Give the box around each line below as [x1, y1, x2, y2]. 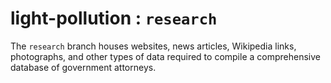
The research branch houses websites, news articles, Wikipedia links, [10, 40, 297, 52]
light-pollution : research [10, 7, 218, 30]
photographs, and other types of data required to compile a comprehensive [10, 50, 321, 62]
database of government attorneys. [10, 61, 157, 73]
